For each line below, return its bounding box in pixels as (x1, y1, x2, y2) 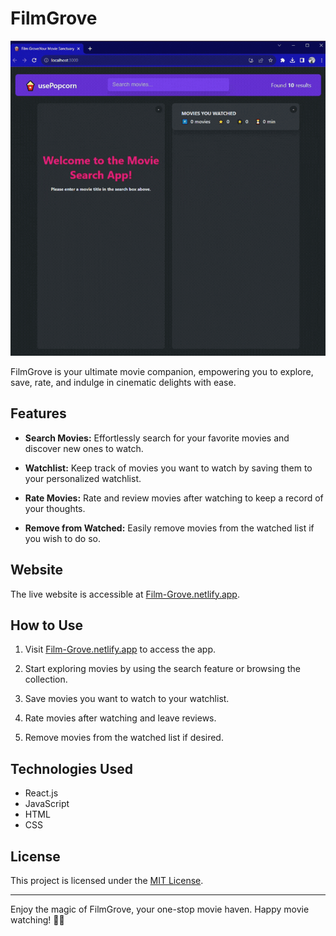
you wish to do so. (24, 532, 101, 544)
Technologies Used (10, 760, 133, 777)
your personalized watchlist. (24, 472, 142, 484)
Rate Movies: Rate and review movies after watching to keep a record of (24, 492, 324, 504)
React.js (24, 787, 59, 799)
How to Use (10, 617, 84, 634)
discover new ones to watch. (24, 442, 144, 454)
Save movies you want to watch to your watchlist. (24, 693, 230, 705)
